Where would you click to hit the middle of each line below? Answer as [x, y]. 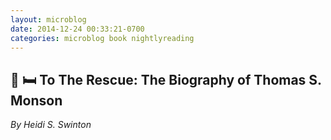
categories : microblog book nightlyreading [102, 38]
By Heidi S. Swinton [51, 125]
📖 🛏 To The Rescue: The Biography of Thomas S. [166, 79]
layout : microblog [48, 19]
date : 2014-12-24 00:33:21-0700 [77, 29]
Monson [36, 100]
